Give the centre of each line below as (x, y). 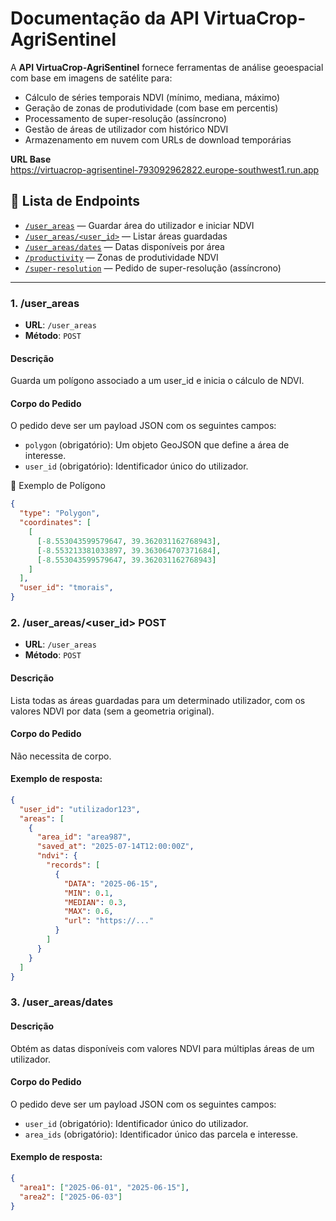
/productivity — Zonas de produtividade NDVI (121, 257)
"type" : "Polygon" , (60, 513)
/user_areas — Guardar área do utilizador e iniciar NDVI (139, 225)
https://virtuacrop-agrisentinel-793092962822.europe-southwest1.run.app (165, 169)
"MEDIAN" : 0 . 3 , (95, 902)
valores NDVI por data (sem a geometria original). (112, 711)
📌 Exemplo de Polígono (58, 486)
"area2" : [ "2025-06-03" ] (71, 1197)
